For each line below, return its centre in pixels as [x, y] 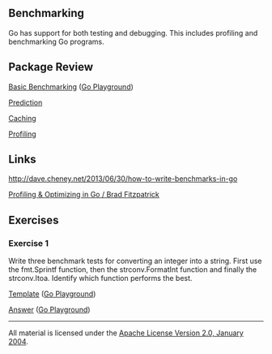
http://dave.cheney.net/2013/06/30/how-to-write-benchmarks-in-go [123, 179]
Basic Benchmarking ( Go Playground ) [71, 86]
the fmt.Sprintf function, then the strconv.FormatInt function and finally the [133, 270]
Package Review [51, 67]
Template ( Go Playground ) [52, 294]
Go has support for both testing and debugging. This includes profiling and [133, 32]
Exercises [34, 220]
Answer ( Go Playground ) [49, 310]
